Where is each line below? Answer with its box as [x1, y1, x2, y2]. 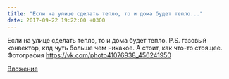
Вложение [7, 64, 39, 73]
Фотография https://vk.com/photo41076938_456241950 [7, 50, 171, 59]
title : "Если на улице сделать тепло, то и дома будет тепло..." [7, 10, 203, 17]
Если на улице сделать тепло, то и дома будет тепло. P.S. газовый [7, 36, 206, 44]
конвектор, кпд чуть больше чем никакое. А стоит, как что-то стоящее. [7, 43, 223, 52]
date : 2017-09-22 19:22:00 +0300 [7, 17, 106, 24]
